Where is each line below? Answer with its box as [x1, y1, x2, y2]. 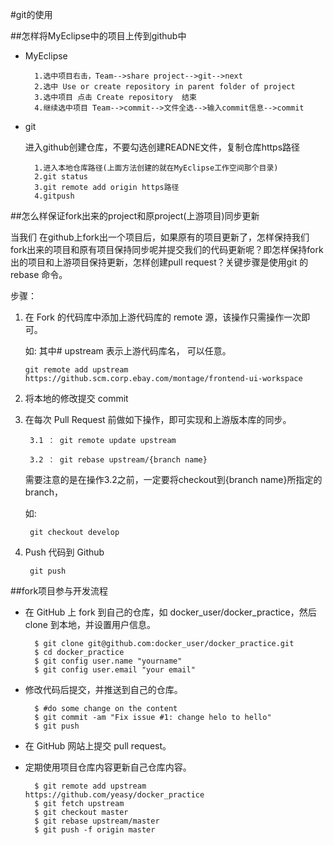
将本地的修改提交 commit [24, 393, 129, 404]
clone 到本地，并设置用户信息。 [24, 619, 156, 630]
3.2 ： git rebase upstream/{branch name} [29, 455, 208, 465]
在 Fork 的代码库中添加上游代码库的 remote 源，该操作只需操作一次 [24, 311, 302, 323]
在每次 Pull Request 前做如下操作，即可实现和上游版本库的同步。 [24, 414, 292, 425]
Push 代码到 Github [24, 546, 105, 558]
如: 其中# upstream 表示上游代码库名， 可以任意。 [24, 345, 232, 357]
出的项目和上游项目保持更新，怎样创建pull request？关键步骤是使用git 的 [10, 256, 309, 268]
